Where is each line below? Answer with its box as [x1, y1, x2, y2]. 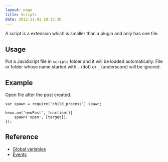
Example [5, 78, 33, 87]
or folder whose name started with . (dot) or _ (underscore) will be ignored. [5, 64, 161, 70]
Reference [5, 133, 39, 141]
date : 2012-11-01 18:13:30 [5, 17, 62, 22]
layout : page [5, 7, 33, 13]
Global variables [12, 146, 46, 152]
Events [12, 151, 27, 157]
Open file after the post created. [5, 92, 72, 98]
